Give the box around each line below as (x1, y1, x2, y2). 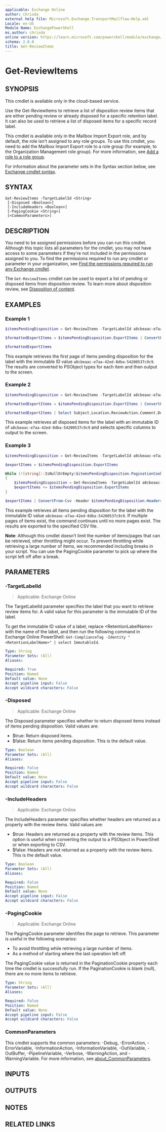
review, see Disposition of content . (5, 286, 76, 292)
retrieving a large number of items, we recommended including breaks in (5, 543, 153, 549)
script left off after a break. (5, 554, 60, 560)
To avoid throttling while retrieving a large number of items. (12, 945, 133, 951)
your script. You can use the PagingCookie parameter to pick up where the (5, 548, 157, 554)
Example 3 (5, 442, 31, 449)
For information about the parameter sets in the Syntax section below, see (5, 163, 156, 169)
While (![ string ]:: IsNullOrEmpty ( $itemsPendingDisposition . (5, 471, 132, 476)
